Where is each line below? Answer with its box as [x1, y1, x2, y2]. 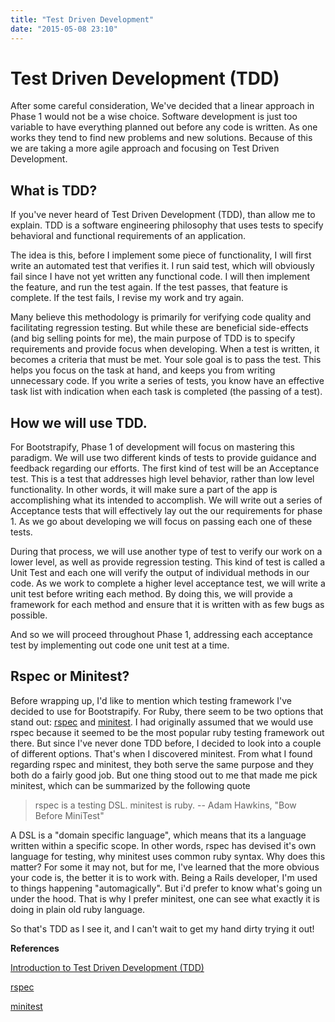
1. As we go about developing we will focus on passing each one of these [10, 516, 313, 528]
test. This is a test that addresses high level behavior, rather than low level [10, 473, 315, 485]
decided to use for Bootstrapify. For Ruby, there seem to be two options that [10, 705, 324, 717]
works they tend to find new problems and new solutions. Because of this [10, 132, 313, 144]
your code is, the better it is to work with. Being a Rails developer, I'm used [10, 871, 318, 883]
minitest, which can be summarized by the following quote [10, 779, 251, 791]
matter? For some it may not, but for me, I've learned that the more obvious [10, 861, 320, 873]
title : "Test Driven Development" [10, 14, 155, 25]
